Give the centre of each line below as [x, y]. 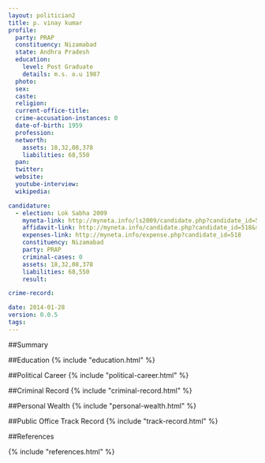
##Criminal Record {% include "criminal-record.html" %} [101, 390]
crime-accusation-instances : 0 [67, 118]
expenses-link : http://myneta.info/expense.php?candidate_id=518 [132, 235]
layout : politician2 [42, 15]
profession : [35, 133]
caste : [26, 96]
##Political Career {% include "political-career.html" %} [99, 375]
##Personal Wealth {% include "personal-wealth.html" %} [103, 405]
